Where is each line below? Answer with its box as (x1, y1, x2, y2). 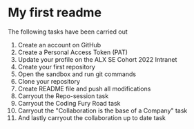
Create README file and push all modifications (17, 84, 151, 93)
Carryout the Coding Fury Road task (17, 99, 121, 107)
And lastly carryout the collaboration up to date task (17, 113, 166, 121)
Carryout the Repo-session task (17, 91, 109, 100)
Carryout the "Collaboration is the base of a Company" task (17, 106, 188, 115)
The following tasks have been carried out (8, 27, 128, 36)
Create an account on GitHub (17, 40, 101, 49)
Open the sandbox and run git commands (17, 70, 137, 78)
